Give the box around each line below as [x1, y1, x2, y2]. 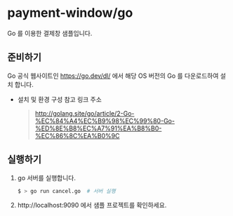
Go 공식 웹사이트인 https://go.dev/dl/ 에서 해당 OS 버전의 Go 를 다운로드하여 [7, 72, 219, 80]
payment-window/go [7, 5, 133, 21]
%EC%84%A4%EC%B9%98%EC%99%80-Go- [34, 116, 175, 125]
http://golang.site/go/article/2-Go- [34, 109, 135, 117]
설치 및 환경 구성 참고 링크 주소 [17, 95, 102, 103]
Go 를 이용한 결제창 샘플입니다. [7, 29, 93, 37]
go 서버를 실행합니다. [17, 173, 76, 182]
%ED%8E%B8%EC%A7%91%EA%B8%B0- [34, 124, 162, 133]
